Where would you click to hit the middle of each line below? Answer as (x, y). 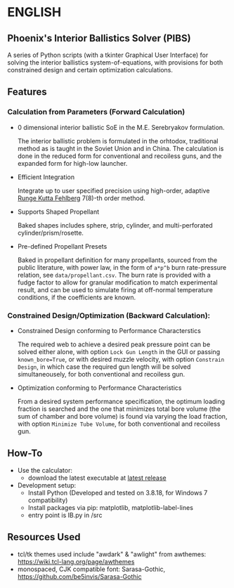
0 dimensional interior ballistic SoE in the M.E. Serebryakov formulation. (121, 127)
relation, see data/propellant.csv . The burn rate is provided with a (114, 275)
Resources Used (44, 537)
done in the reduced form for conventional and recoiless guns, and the (120, 156)
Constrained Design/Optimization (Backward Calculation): (109, 315)
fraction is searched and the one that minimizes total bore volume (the (119, 409)
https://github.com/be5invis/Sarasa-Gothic (79, 576)
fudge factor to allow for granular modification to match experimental (117, 282)
